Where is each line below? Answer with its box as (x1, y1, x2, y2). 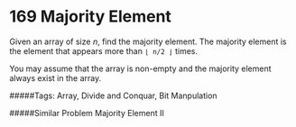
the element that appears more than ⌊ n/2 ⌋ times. (9, 45, 199, 56)
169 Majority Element (9, 6, 171, 27)
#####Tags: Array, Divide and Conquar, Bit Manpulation (9, 90, 218, 101)
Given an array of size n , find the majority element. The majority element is (9, 36, 287, 47)
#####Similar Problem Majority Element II (9, 107, 164, 118)
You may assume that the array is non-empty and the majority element (9, 63, 273, 74)
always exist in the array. (9, 72, 102, 83)
